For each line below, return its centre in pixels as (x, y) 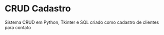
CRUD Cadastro (38, 9)
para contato (18, 27)
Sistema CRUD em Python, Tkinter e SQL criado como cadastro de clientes (82, 22)
